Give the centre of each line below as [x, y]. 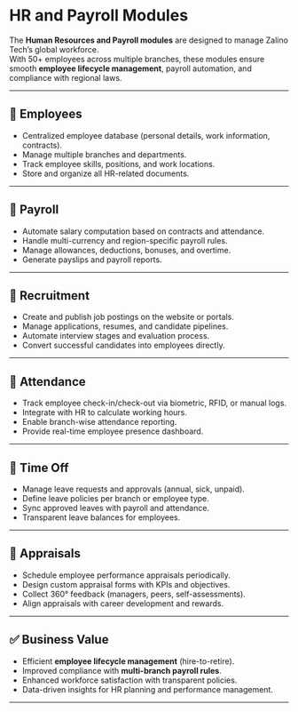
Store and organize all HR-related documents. [106, 173]
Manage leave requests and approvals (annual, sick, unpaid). [133, 489]
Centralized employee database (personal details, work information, [146, 135]
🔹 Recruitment [50, 296]
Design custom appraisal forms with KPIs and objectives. [126, 584]
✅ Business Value [59, 640]
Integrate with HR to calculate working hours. [105, 412]
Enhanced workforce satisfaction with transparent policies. [129, 680]
